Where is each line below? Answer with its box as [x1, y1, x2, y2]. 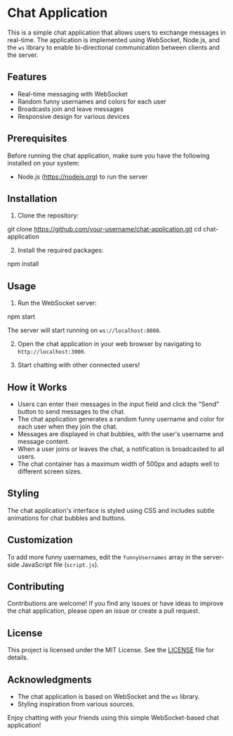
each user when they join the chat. [17, 422, 118, 431]
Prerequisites [7, 132, 67, 145]
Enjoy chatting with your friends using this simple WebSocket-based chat [7, 713, 220, 722]
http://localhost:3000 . [17, 347, 86, 356]
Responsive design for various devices [17, 112, 130, 120]
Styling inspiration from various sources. [17, 700, 135, 709]
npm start [7, 312, 36, 321]
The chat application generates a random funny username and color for [17, 415, 225, 423]
